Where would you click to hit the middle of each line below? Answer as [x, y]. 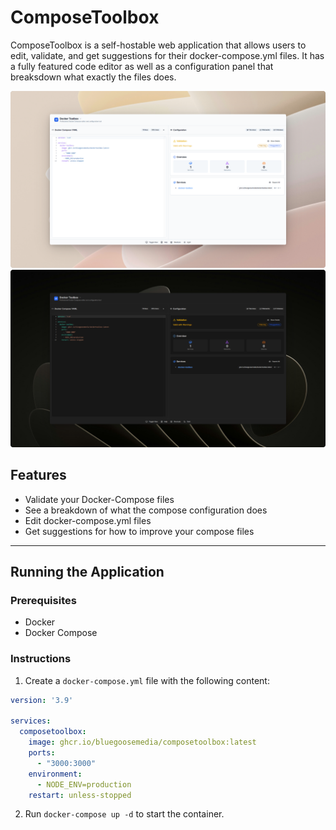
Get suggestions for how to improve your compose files [139, 531]
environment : [55, 774]
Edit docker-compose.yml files [88, 520]
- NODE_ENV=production [84, 784]
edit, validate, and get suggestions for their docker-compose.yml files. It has [167, 55]
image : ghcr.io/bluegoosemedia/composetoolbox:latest [142, 742]
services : [31, 721]
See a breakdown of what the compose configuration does [146, 510]
